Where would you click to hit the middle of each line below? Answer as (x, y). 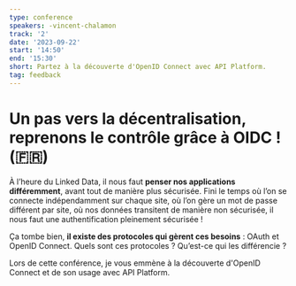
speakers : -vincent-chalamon (63, 26)
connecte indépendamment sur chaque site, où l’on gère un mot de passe (144, 200)
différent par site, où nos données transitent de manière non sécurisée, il (141, 210)
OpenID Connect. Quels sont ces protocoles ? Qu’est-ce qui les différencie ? (148, 245)
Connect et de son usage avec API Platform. (90, 272)
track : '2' (29, 34)
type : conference (41, 17)
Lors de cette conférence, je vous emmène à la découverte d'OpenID (135, 263)
